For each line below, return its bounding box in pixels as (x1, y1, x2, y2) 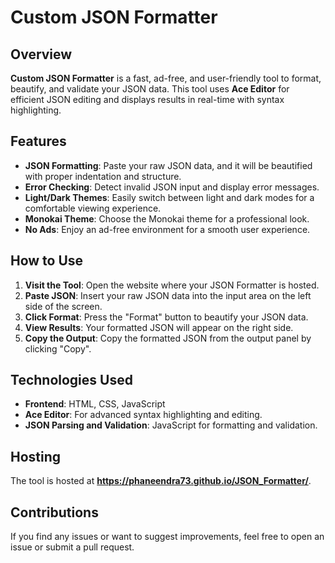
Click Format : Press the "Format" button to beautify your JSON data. (24, 311, 309, 323)
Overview (10, 46, 73, 63)
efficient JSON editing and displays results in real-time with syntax (10, 94, 285, 105)
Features (10, 133, 67, 150)
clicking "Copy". (24, 342, 92, 355)
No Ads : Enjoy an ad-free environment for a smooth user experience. (24, 223, 311, 235)
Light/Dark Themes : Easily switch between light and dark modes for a (24, 191, 315, 203)
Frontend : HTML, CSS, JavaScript (24, 398, 166, 410)
